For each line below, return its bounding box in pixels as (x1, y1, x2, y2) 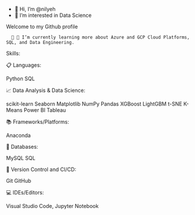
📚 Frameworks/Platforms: (6, 118, 69, 125)
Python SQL (6, 75, 35, 82)
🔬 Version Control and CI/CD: (6, 166, 77, 173)
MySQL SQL (6, 155, 36, 161)
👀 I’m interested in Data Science (14, 12, 92, 19)
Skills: (6, 50, 20, 57)
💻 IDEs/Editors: (6, 189, 44, 196)
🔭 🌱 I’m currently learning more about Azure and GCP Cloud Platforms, (11, 35, 190, 40)
